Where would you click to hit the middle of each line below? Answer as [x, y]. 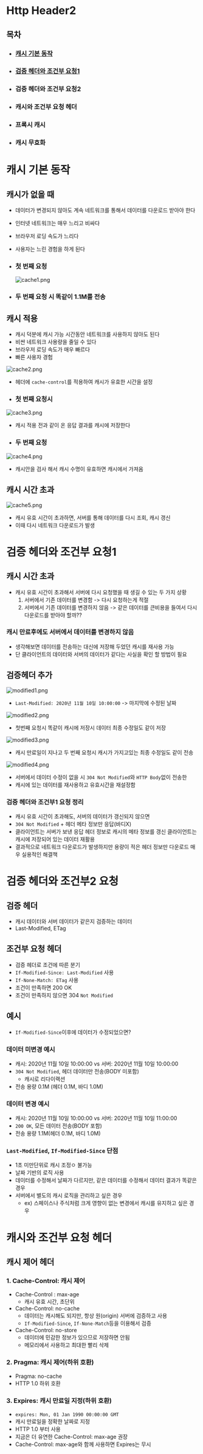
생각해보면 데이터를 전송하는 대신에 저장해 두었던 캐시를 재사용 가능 [95, 647]
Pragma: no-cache [39, 1376]
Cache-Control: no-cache [47, 1308]
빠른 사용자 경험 [34, 357]
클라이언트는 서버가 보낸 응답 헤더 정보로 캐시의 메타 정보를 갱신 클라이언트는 [106, 831]
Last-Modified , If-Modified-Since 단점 [62, 1151]
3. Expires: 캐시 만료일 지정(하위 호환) [59, 1400]
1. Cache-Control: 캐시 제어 [46, 1280]
